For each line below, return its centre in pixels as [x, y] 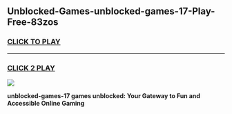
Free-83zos [33, 22]
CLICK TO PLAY [34, 42]
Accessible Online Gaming [46, 103]
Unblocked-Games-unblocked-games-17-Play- [111, 11]
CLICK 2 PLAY [31, 68]
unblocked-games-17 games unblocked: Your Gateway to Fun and [104, 95]
